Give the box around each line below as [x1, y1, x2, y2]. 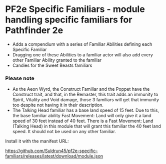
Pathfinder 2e [5, 25, 63, 36]
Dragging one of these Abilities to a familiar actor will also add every [12, 51, 153, 58]
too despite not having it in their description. [12, 102, 104, 108]
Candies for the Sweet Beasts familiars [12, 62, 92, 68]
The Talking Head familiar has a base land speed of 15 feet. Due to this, [12, 107, 159, 113]
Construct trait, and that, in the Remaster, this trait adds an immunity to [12, 91, 158, 98]
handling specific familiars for [5, 14, 132, 25]
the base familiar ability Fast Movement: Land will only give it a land [12, 113, 151, 119]
